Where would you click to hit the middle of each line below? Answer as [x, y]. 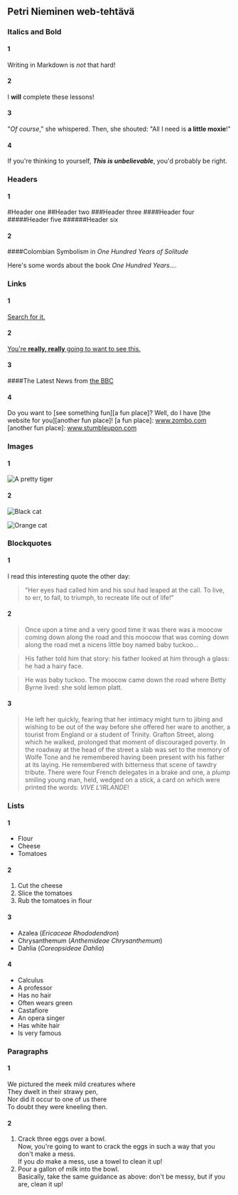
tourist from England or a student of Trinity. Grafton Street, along [119, 734]
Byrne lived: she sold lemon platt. [74, 687]
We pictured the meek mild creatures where [72, 1084]
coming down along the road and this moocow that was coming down [127, 637]
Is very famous [39, 1033]
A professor [35, 987]
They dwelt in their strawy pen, [53, 1091]
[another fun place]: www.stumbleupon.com [72, 428]
